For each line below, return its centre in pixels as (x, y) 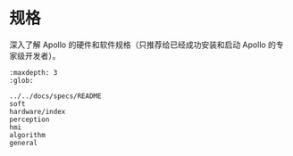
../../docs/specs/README (55, 96)
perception (29, 119)
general (24, 143)
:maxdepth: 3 (33, 72)
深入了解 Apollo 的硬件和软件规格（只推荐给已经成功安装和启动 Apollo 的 (143, 45)
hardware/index (38, 111)
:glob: (21, 80)
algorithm (28, 135)
